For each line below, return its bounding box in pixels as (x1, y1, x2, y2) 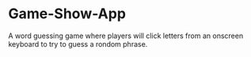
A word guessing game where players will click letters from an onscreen (8, 31, 244, 40)
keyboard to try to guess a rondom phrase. (8, 39, 148, 48)
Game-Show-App (8, 5, 127, 23)
